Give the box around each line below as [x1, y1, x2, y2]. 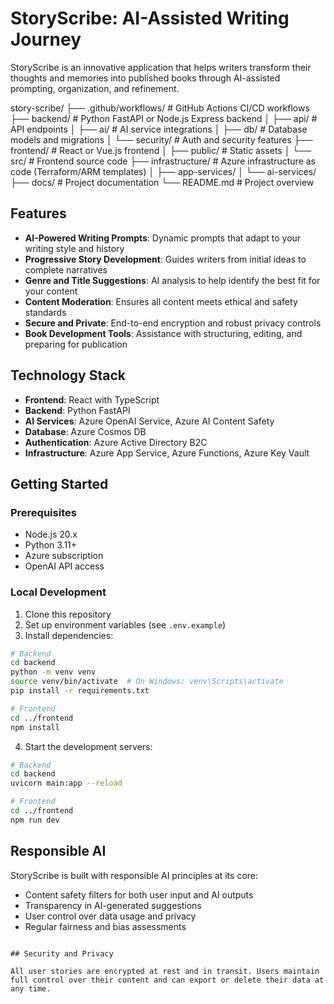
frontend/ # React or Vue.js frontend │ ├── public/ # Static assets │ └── [10, 144, 312, 156]
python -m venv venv [10, 667, 97, 677]
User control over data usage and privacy [24, 910, 197, 922]
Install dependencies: [24, 629, 114, 641]
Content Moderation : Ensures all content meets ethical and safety [24, 295, 298, 307]
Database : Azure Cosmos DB [24, 425, 147, 437]
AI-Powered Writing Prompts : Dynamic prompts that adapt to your [24, 232, 302, 244]
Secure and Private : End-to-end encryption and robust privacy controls [24, 317, 322, 329]
